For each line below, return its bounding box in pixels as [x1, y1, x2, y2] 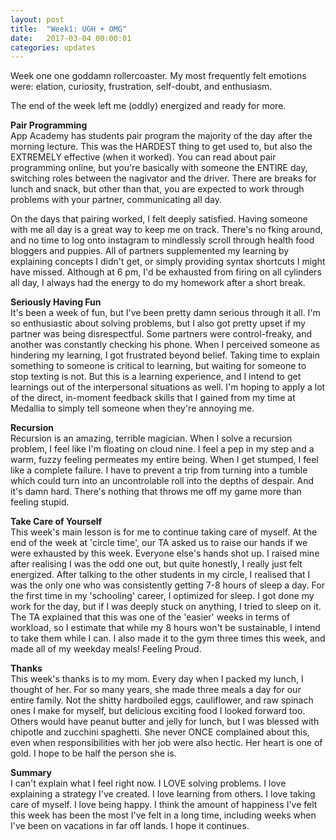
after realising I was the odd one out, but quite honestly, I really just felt [10, 558, 303, 570]
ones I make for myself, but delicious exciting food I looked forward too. [10, 705, 306, 717]
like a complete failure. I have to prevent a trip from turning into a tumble [10, 464, 308, 476]
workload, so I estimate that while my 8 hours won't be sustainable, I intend [10, 622, 321, 634]
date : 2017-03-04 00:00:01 [10, 33, 132, 43]
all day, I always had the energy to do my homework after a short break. [10, 277, 306, 289]
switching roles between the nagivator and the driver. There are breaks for [10, 172, 317, 185]
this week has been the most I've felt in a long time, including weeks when [10, 809, 317, 821]
